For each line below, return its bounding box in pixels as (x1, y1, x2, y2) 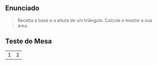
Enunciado (5, 4, 40, 12)
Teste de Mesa (5, 37, 52, 45)
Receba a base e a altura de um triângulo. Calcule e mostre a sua (17, 17, 152, 23)
